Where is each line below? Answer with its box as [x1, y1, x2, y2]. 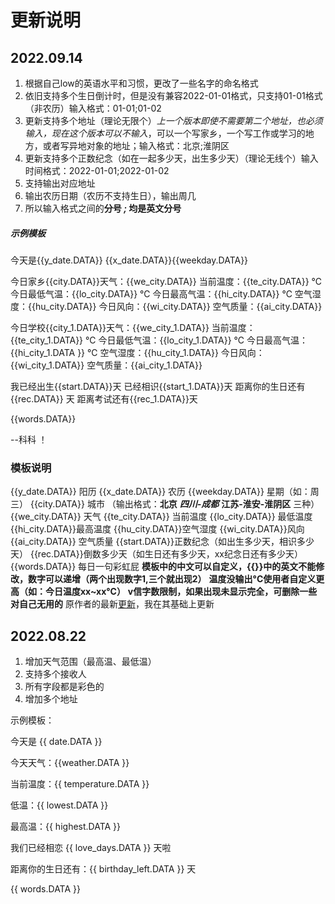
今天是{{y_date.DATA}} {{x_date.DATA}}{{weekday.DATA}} [10, 254, 249, 266]
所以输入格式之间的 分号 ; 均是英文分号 [24, 202, 182, 214]
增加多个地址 [24, 693, 78, 705]
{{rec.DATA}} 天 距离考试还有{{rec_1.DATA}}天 [10, 392, 198, 405]
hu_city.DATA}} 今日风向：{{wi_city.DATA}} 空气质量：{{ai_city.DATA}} [34, 300, 323, 312]
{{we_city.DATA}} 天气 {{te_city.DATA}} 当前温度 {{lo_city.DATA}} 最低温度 [10, 511, 313, 523]
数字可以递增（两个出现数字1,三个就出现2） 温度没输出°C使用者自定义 [27, 573, 317, 585]
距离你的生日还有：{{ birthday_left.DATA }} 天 [10, 863, 197, 875]
